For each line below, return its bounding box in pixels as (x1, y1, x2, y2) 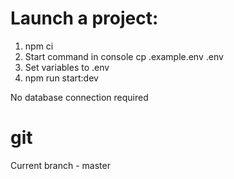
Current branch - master (10, 159, 111, 171)
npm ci (24, 40, 54, 52)
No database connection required (10, 91, 149, 103)
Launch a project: (10, 7, 159, 30)
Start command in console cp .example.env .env (24, 50, 224, 62)
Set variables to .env (24, 61, 110, 73)
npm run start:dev (24, 72, 99, 84)
